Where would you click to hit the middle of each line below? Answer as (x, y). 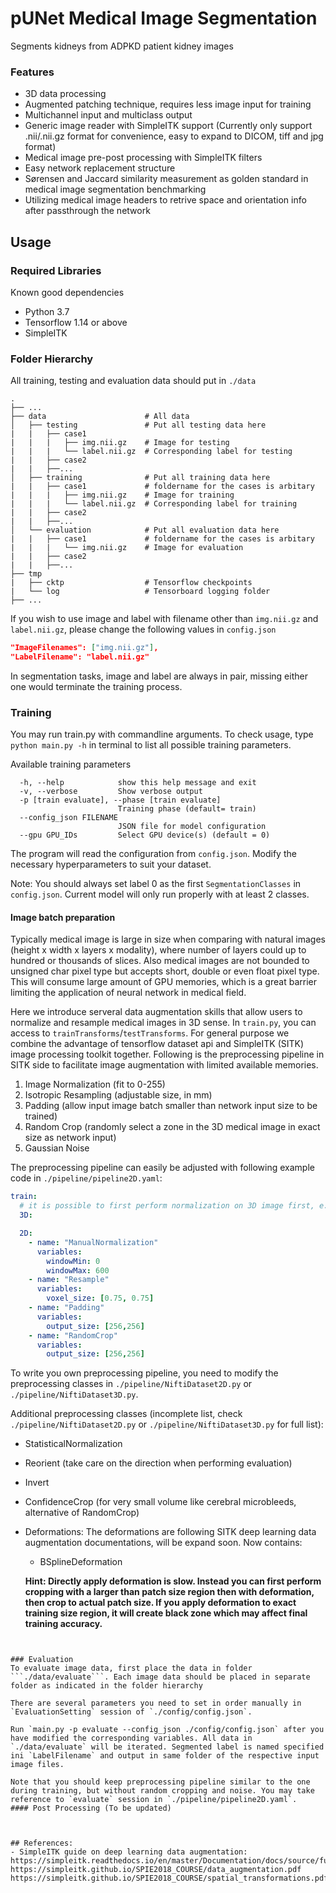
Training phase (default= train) (187, 809)
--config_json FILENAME (68, 818)
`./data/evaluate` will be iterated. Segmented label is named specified (167, 1747)
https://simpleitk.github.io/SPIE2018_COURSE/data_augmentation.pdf (156, 1870)
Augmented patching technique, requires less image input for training (168, 104)
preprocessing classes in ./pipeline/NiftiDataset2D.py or (131, 1384)
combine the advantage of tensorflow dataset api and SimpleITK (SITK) (157, 1044)
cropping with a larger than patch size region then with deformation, (169, 1592)
